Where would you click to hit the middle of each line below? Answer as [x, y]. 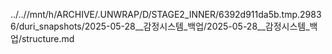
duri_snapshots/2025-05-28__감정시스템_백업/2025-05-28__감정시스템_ [164, 26]
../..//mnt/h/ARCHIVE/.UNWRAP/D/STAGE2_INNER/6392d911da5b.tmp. [155, 14]
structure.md [48, 38]
